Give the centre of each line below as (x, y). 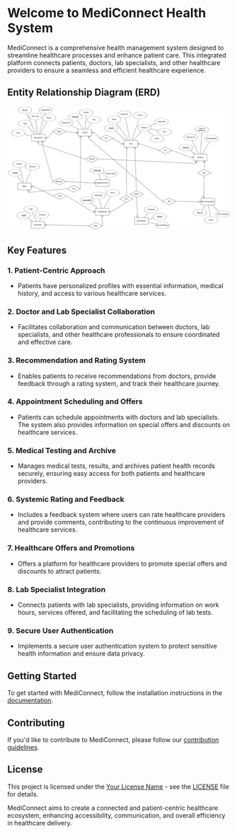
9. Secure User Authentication (60, 630)
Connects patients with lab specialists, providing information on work (118, 605)
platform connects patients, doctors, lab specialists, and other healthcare (114, 62)
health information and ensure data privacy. (81, 653)
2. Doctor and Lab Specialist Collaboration (81, 312)
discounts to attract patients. (59, 571)
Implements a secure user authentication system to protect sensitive (117, 646)
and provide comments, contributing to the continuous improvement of (121, 522)
